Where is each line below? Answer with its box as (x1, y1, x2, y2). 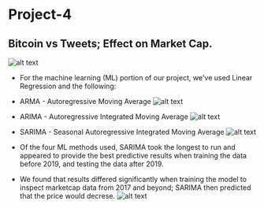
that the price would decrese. (19, 191, 116, 200)
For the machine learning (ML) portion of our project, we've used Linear (19, 73, 253, 82)
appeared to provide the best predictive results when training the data (19, 151, 247, 160)
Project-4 (8, 6, 73, 24)
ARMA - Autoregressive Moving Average (19, 97, 151, 106)
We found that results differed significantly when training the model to (19, 175, 247, 184)
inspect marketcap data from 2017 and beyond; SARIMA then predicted (19, 183, 251, 192)
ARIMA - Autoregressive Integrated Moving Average (19, 112, 189, 121)
